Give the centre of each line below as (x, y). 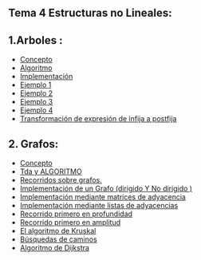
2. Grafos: (33, 144)
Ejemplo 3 (36, 102)
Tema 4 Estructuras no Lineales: (90, 13)
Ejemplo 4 (36, 110)
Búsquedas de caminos (58, 239)
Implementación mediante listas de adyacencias (99, 206)
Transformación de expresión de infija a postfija (98, 119)
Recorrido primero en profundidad (76, 214)
